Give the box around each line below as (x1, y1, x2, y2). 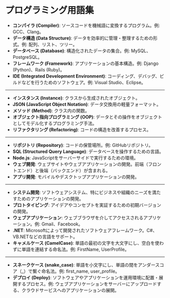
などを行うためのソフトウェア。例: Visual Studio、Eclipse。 (21, 79, 146, 85)
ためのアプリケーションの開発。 (17, 196, 84, 202)
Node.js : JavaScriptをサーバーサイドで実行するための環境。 (12, 155, 139, 161)
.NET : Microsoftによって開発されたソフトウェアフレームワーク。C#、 (12, 227, 157, 233)
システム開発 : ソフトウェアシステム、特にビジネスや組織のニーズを (12, 189, 152, 195)
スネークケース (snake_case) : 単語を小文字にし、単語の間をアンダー (12, 262, 155, 268)
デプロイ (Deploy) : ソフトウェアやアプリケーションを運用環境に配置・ (12, 274, 159, 280)
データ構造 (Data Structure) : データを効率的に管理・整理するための (12, 35, 153, 41)
